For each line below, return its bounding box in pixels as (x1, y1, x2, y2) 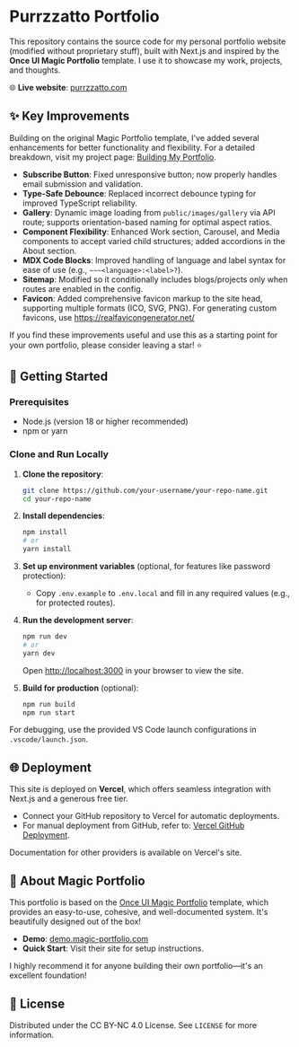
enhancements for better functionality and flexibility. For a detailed (9, 142, 256, 153)
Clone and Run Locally (9, 448, 110, 461)
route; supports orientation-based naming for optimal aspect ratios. (22, 216, 272, 227)
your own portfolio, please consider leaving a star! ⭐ (9, 339, 203, 350)
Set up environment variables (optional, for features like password (22, 561, 271, 572)
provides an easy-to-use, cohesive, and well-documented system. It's (9, 907, 268, 918)
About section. (22, 245, 77, 256)
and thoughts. (9, 65, 61, 75)
